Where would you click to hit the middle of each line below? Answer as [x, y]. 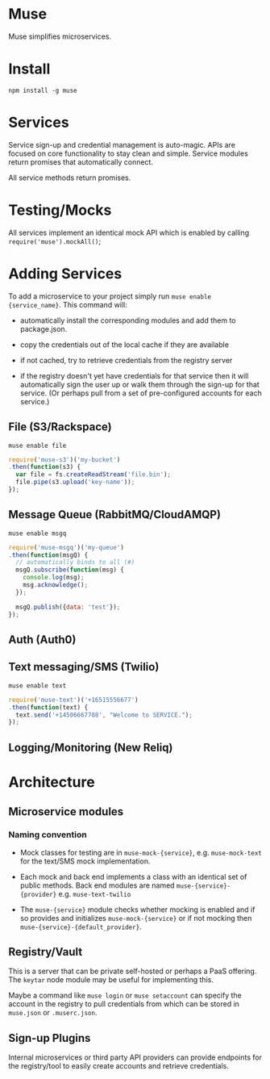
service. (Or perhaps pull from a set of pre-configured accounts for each [141, 393]
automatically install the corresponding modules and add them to [128, 320]
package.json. [44, 328]
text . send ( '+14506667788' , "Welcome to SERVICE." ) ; [104, 715]
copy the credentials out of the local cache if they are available [125, 345]
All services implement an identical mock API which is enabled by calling [129, 232]
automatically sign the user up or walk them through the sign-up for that [139, 384]
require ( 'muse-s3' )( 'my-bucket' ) [64, 460]
